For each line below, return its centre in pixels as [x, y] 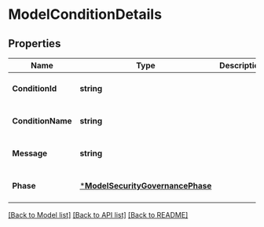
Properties [35, 44]
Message [30, 153]
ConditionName [42, 121]
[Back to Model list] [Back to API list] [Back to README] [98, 215]
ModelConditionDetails [85, 15]
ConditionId [35, 88]
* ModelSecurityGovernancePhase [146, 186]
